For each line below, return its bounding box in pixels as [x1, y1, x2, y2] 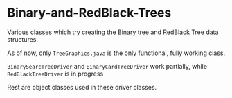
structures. [7, 35, 38, 43]
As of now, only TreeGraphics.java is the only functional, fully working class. [7, 49, 226, 57]
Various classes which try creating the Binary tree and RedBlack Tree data [7, 28, 219, 36]
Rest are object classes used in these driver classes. [7, 83, 157, 91]
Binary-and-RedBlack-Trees [7, 5, 172, 21]
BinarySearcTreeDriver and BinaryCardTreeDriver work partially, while [7, 62, 208, 70]
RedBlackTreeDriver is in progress [7, 70, 104, 78]
